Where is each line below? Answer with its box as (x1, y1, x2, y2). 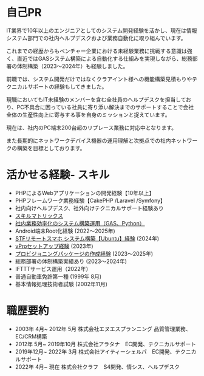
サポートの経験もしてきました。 (27, 83, 107, 90)
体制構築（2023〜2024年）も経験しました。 (16, 62, 129, 70)
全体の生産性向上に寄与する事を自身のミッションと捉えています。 (6, 111, 171, 118)
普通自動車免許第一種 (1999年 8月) (15, 273, 102, 280)
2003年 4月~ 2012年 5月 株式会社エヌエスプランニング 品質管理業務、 (15, 325, 191, 332)
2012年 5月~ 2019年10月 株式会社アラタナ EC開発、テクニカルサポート (15, 340, 196, 347)
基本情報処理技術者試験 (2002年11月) (15, 280, 108, 287)
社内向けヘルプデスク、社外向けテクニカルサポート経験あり (15, 204, 164, 211)
